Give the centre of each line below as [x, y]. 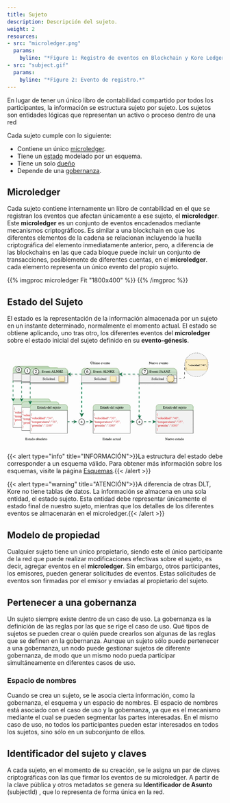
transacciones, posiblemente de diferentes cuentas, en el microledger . [107, 260]
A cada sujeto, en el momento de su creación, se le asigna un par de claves [114, 770]
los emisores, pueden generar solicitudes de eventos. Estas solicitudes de [112, 574]
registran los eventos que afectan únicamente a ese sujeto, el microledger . [113, 216]
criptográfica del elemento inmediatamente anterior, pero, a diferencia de [110, 245]
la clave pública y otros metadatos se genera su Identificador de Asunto [110, 785]
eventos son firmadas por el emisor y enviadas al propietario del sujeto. [108, 581]
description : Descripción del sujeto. [62, 22]
